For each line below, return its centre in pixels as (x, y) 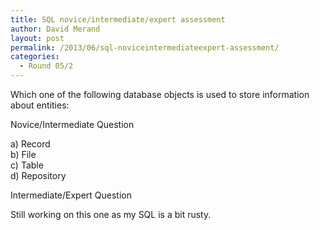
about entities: (40, 105)
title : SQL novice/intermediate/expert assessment (118, 19)
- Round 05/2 (46, 66)
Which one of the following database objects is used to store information (160, 94)
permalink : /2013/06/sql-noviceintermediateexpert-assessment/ (145, 47)
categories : (35, 57)
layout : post (37, 38)
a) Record (30, 144)
